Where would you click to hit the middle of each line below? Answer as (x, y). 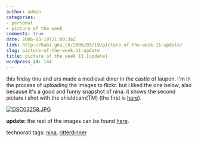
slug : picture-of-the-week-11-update (53, 51)
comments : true (25, 34)
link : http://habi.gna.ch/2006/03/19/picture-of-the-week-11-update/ (95, 45)
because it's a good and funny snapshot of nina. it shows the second (91, 91)
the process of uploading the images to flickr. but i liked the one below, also (99, 85)
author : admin (24, 12)
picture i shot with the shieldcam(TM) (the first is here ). (74, 98)
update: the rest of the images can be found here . (68, 121)
